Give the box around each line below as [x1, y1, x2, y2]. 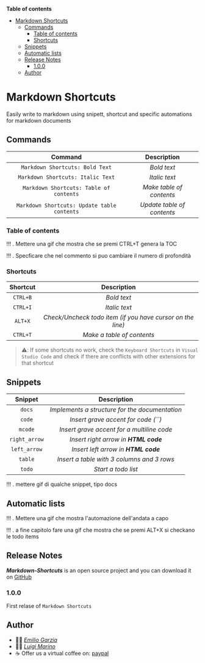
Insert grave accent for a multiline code [59, 426, 173, 434]
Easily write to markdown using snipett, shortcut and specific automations [6, 110, 192, 118]
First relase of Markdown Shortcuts [6, 603, 92, 610]
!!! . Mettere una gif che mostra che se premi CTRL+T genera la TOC [6, 241, 178, 248]
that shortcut [21, 360, 54, 367]
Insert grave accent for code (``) [70, 415, 162, 424]
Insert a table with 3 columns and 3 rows [57, 455, 175, 463]
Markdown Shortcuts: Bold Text [21, 164, 112, 170]
